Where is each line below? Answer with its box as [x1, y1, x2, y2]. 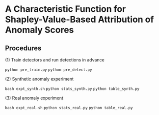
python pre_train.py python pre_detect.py [5, 67, 92, 72]
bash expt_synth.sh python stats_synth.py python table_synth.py [5, 86, 140, 91]
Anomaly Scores [5, 25, 74, 35]
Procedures [5, 44, 42, 52]
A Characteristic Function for [5, 3, 126, 15]
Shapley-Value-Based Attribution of [5, 14, 154, 25]
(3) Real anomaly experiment [5, 95, 64, 101]
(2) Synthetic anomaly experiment [5, 76, 74, 82]
